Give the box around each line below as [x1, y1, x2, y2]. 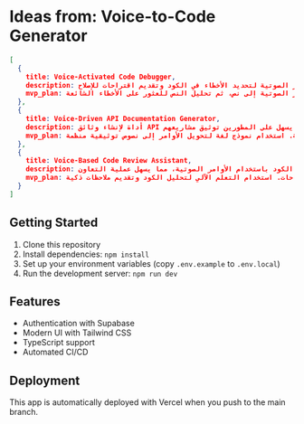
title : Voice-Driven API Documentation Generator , [25, 115, 221, 124]
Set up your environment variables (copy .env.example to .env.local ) [22, 258, 280, 269]
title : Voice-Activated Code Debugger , [25, 72, 176, 81]
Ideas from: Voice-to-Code [9, 6, 216, 27]
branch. [9, 407, 39, 418]
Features [9, 294, 61, 309]
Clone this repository [22, 239, 101, 250]
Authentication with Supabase [22, 318, 136, 329]
